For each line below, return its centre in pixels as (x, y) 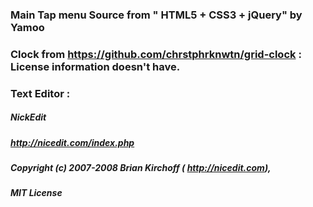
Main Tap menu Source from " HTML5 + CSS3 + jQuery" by (156, 15)
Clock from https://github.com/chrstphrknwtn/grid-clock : (156, 54)
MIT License (36, 193)
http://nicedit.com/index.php (72, 142)
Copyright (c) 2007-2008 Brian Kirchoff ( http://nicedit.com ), (141, 168)
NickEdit (28, 117)
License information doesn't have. (95, 66)
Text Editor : (40, 93)
